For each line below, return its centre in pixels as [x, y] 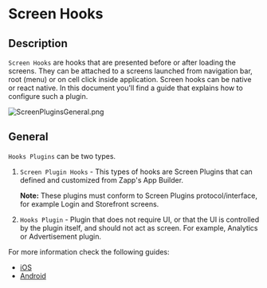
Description [38, 43]
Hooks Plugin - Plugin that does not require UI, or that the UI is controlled [139, 219]
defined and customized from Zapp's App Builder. [102, 180]
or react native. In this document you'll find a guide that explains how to [126, 88]
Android [33, 275]
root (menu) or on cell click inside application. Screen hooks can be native [130, 79]
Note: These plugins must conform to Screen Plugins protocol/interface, [138, 195]
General [29, 137]
